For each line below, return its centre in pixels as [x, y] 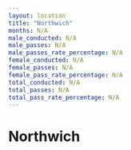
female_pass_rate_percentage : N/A [66, 75]
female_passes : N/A [41, 68]
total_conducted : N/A [44, 82]
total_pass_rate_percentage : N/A [64, 97]
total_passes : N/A [39, 90]
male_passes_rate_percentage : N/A [66, 53]
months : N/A [28, 30]
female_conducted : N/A [46, 61]
